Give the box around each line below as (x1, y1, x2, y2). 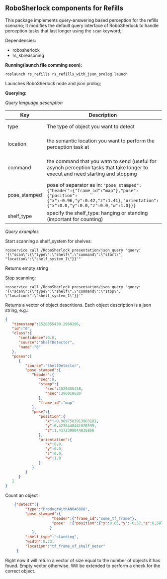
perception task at (47, 143, 89, 150)
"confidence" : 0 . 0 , (18, 336, 57, 341)
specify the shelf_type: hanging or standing (47, 209, 148, 216)
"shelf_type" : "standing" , (25, 535, 79, 540)
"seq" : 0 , (38, 377, 57, 382)
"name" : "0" (18, 345, 41, 350)
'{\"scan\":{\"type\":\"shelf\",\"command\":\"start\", (5, 252, 123, 257)
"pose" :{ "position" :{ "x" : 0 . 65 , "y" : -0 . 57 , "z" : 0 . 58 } (52, 520, 164, 526)
